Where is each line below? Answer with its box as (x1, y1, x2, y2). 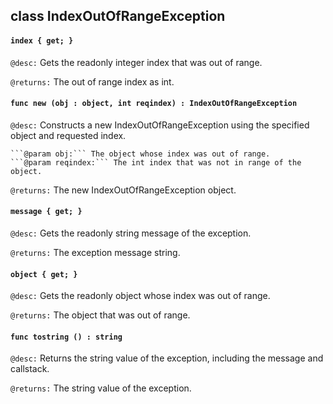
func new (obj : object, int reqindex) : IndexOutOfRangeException (10, 99, 298, 109)
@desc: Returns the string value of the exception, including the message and (10, 352, 324, 364)
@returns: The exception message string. (10, 247, 181, 258)
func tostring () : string (10, 332, 123, 342)
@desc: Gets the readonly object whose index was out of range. (10, 290, 271, 302)
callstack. (10, 363, 50, 375)
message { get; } (10, 207, 83, 217)
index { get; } (10, 35, 74, 46)
